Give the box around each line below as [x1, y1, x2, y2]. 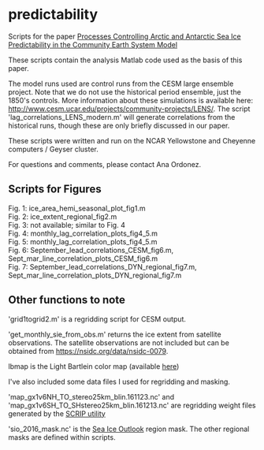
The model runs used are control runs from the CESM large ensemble [8, 79, 234, 88]
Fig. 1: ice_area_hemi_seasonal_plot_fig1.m [8, 203, 146, 213]
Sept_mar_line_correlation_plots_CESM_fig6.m [8, 254, 158, 263]
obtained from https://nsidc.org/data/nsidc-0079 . [8, 346, 169, 355]
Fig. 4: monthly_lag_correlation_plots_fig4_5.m [8, 229, 158, 238]
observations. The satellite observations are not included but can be [8, 337, 230, 348]
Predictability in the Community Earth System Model [8, 39, 178, 49]
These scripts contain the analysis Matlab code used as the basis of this [8, 55, 243, 65]
